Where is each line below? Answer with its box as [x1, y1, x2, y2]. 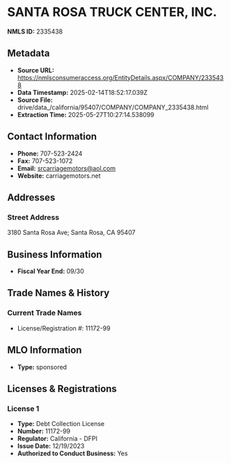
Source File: [17, 96, 54, 104]
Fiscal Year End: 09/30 [17, 267, 85, 275]
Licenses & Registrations [7, 383, 117, 395]
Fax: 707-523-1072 [17, 156, 73, 165]
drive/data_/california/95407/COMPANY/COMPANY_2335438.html [17, 103, 209, 112]
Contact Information [7, 130, 97, 143]
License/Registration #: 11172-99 [17, 324, 111, 332]
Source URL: [17, 66, 54, 74]
